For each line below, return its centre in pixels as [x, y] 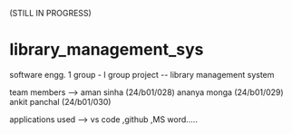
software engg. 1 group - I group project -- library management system [142, 74]
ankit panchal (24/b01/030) [60, 101]
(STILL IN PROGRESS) [51, 13]
